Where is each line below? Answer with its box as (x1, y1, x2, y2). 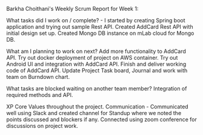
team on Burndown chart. (6, 74, 70, 80)
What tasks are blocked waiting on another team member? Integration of (6, 85, 187, 92)
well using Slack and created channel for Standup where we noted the (6, 110, 182, 116)
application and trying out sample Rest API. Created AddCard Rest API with (6, 24, 193, 30)
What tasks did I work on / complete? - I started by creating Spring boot (6, 17, 186, 24)
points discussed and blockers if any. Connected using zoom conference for (6, 116, 197, 123)
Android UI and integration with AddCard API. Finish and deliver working (6, 60, 187, 67)
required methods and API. (6, 92, 73, 98)
